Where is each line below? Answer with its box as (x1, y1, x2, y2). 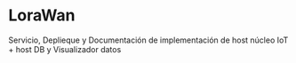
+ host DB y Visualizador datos (8, 43, 122, 54)
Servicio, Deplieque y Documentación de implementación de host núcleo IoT (8, 35, 289, 45)
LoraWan (8, 5, 76, 26)
